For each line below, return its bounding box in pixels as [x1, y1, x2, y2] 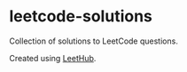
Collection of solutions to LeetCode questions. [9, 36, 179, 46]
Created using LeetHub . [9, 52, 97, 63]
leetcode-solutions [9, 6, 153, 27]
